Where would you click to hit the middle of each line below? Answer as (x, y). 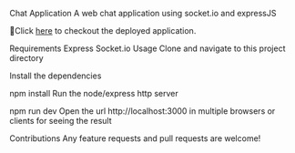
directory (26, 58)
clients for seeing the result (61, 121)
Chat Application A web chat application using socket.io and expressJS (143, 13)
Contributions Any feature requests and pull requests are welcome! (135, 138)
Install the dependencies (56, 76)
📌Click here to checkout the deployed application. (103, 31)
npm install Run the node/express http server (94, 93)
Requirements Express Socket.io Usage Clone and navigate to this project (147, 48)
